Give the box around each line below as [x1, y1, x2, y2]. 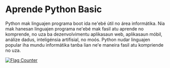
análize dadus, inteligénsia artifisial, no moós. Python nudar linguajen [5, 37, 150, 43]
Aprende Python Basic [5, 4, 102, 15]
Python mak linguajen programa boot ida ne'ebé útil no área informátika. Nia [5, 20, 165, 26]
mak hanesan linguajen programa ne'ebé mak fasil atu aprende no [5, 25, 144, 31]
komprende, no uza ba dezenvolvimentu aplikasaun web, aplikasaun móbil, [5, 31, 163, 37]
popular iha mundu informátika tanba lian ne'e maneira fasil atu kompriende [5, 42, 164, 48]
